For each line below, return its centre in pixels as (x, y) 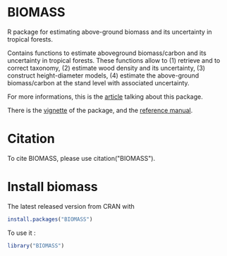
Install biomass (53, 187)
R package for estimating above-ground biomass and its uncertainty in (110, 32)
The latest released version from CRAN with (71, 206)
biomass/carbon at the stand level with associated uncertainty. (98, 83)
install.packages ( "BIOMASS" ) (50, 219)
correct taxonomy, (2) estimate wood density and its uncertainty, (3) (106, 68)
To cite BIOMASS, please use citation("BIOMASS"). (81, 158)
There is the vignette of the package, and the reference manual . (100, 110)
